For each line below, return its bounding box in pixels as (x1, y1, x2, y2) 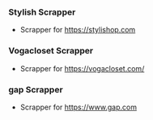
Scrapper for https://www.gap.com (19, 102, 138, 112)
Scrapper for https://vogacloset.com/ (19, 63, 145, 73)
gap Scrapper (8, 84, 63, 95)
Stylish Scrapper (8, 6, 76, 18)
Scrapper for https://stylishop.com (19, 25, 136, 35)
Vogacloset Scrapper (8, 45, 94, 57)
